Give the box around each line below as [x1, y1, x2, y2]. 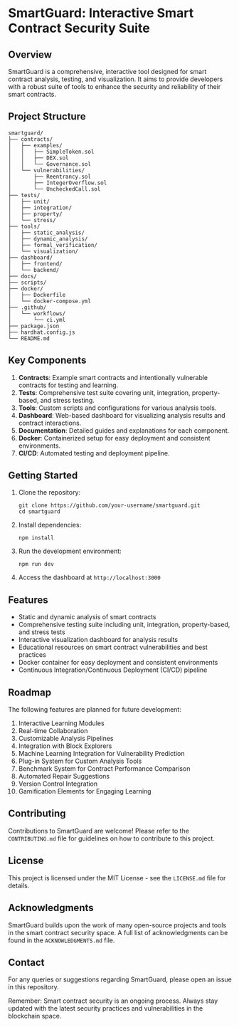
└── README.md [8, 335, 51, 342]
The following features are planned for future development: [8, 705, 182, 714]
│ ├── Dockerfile [8, 291, 66, 298]
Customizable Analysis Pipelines [18, 734, 114, 743]
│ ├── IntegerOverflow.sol [8, 179, 107, 186]
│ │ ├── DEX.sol [8, 154, 70, 162]
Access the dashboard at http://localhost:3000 [18, 573, 161, 581]
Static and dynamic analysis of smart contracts [18, 613, 156, 621]
